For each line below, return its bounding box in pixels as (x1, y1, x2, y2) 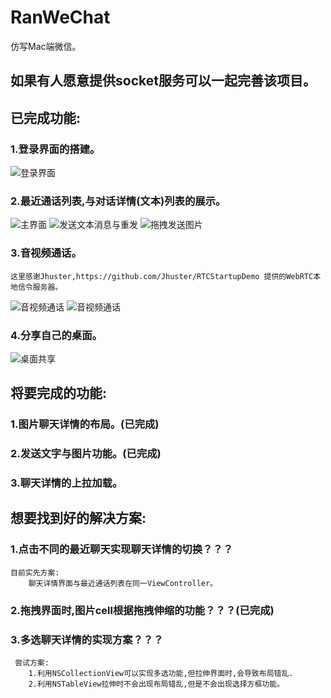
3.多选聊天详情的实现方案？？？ (10, 632, 164, 646)
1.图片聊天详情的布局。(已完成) (10, 417, 160, 431)
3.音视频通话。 (10, 246, 82, 260)
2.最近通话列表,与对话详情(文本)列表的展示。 (10, 194, 227, 208)
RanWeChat (10, 6, 111, 29)
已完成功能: (10, 109, 82, 126)
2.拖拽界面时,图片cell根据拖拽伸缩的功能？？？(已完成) (10, 603, 275, 617)
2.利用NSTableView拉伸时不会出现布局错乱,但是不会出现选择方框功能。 (28, 679, 285, 689)
